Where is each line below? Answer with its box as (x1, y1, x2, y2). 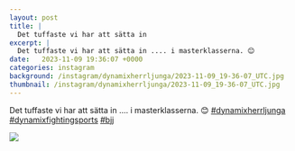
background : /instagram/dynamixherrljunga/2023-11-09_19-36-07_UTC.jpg (9, 72, 284, 81)
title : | (9, 22, 42, 31)
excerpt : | (9, 38, 51, 48)
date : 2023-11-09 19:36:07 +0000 (9, 55, 143, 64)
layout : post (9, 13, 59, 22)
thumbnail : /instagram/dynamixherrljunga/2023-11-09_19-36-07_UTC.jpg (9, 80, 281, 89)
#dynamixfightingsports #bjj (9, 114, 115, 125)
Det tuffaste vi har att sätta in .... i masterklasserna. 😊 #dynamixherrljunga (9, 104, 286, 115)
